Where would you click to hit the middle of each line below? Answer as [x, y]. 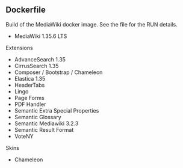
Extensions [20, 48]
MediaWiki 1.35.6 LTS [41, 36]
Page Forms [29, 98]
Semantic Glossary [38, 117]
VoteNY [24, 136]
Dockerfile [26, 10]
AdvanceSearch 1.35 [40, 59]
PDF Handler [30, 104]
